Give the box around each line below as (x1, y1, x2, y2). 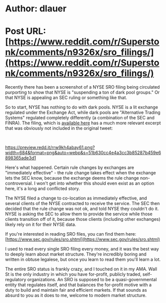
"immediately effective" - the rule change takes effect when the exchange (5, 170, 156, 176)
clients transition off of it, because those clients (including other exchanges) (5, 216, 161, 222)
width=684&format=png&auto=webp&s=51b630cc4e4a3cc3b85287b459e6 (5, 150, 161, 156)
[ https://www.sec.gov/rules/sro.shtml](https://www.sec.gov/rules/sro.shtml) (5, 236, 160, 243)
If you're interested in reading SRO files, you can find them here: (5, 231, 136, 237)
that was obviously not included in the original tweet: (5, 125, 113, 131)
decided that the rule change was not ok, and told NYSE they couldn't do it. (5, 206, 159, 212)
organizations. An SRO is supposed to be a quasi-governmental (27, 277, 157, 283)
